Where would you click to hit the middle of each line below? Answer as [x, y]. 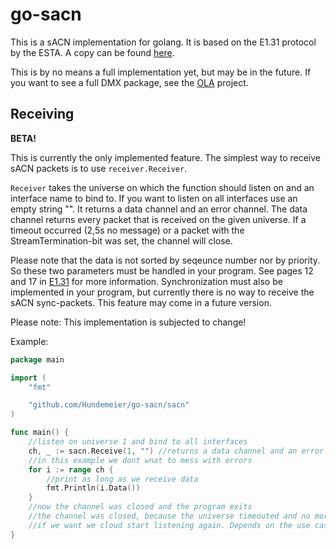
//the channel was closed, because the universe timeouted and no [169, 516]
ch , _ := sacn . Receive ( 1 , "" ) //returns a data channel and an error [176, 451]
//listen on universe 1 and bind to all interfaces [138, 442]
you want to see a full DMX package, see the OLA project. [129, 82]
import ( [28, 378]
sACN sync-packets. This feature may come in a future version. [141, 302]
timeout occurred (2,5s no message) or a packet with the [127, 230]
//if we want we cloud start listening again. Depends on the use [169, 525]
